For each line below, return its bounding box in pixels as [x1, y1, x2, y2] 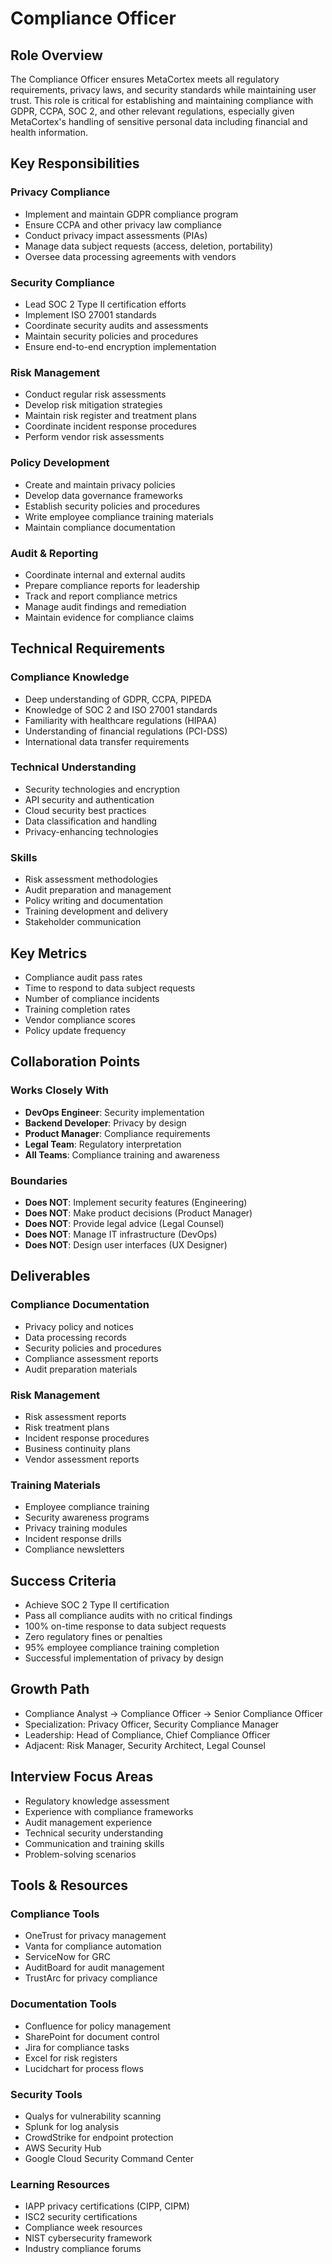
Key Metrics [10, 945, 88, 962]
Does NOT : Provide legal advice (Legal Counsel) [24, 1217, 225, 1229]
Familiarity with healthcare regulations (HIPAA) [24, 714, 218, 726]
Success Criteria [10, 1572, 117, 1589]
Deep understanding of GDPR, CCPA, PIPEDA [24, 693, 212, 705]
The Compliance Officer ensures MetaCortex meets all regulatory [10, 73, 280, 85]
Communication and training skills [24, 1837, 165, 1849]
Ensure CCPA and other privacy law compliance [24, 218, 223, 231]
